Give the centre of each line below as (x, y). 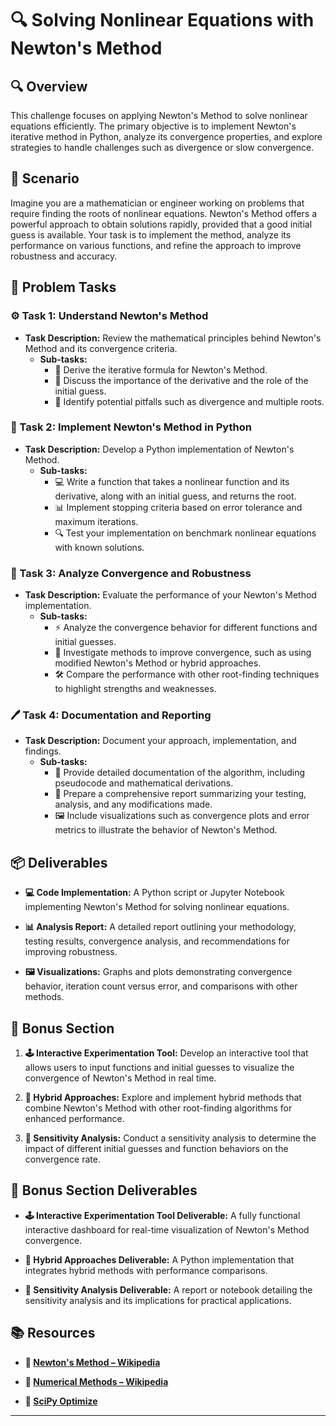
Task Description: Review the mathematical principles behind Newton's (173, 338)
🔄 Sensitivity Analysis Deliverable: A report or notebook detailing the (168, 1289)
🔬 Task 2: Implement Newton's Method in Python (131, 427)
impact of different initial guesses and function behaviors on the (156, 1149)
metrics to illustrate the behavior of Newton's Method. (166, 830)
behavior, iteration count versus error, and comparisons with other (161, 986)
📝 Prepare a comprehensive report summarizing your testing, (180, 794)
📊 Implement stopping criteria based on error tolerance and (178, 507)
